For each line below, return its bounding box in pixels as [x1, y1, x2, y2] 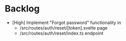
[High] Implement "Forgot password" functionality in [12, 19, 121, 25]
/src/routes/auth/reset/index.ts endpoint [19, 30, 104, 36]
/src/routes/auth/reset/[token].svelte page [19, 24, 108, 30]
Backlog [5, 3, 40, 14]
